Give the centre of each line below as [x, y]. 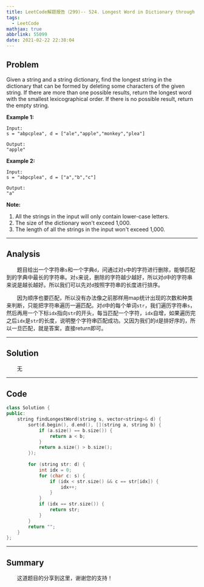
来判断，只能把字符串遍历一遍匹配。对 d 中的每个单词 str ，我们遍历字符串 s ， [101, 305]
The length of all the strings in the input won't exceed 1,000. [90, 229]
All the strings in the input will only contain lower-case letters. [92, 216]
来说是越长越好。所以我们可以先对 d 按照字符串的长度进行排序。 [85, 285]
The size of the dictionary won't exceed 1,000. [73, 223]
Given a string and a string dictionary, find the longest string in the [89, 79]
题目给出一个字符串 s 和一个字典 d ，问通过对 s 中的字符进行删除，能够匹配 [106, 269]
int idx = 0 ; [55, 470]
